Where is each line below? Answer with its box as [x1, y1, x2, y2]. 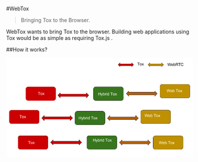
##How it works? [6, 46, 47, 53]
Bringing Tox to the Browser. [20, 17, 90, 23]
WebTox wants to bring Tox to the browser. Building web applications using [6, 28, 190, 35]
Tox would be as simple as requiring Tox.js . [6, 35, 113, 41]
